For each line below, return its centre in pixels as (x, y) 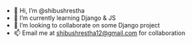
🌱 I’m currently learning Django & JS (65, 18)
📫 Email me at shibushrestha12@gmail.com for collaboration (99, 33)
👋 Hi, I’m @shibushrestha (49, 11)
